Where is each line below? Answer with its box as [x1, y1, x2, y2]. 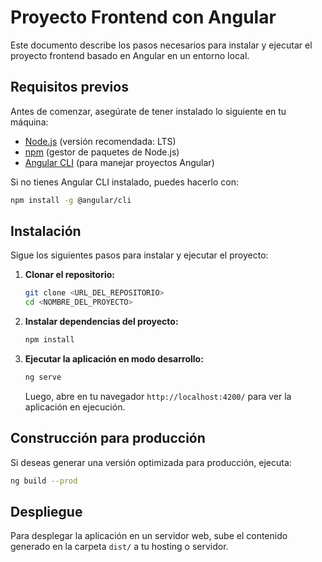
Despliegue [10, 504, 83, 521]
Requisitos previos [10, 79, 129, 96]
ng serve [24, 372, 62, 383]
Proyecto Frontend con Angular [10, 6, 277, 29]
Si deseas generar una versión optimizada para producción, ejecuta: [10, 456, 292, 468]
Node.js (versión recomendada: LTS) [24, 135, 177, 147]
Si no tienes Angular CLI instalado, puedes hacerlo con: [10, 176, 239, 188]
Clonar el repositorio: [24, 269, 115, 281]
